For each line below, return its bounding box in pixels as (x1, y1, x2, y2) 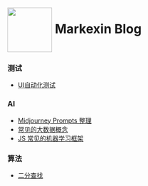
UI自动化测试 (17, 81, 55, 89)
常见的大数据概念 (17, 125, 68, 133)
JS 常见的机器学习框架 (17, 134, 84, 143)
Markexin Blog (54, 21, 142, 37)
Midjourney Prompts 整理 (17, 116, 92, 125)
